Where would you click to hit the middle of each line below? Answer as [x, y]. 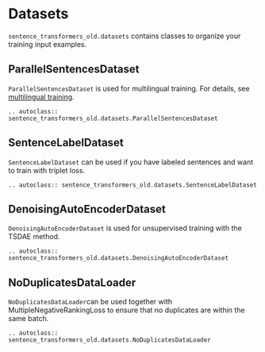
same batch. [29, 319]
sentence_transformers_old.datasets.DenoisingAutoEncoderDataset [118, 258]
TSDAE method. [34, 237]
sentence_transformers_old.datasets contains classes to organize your [125, 36]
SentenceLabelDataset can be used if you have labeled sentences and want [131, 162]
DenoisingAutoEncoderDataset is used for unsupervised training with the [125, 228]
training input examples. [48, 44]
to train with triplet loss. [47, 170]
